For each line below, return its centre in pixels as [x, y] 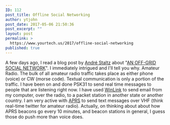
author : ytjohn [21, 19]
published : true [22, 48]
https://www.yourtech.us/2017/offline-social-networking [72, 43]
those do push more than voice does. [44, 117]
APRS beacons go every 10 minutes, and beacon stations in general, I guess [85, 111]
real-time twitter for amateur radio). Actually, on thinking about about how [83, 106]
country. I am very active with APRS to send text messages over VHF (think [84, 101]
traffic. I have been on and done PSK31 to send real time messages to [78, 84]
